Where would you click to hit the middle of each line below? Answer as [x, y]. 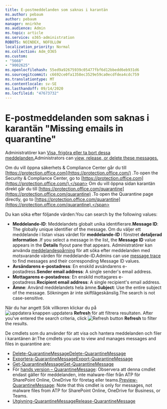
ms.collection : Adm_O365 [31, 51]
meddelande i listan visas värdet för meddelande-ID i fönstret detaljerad [87, 235]
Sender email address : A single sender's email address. [94, 272]
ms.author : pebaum [24, 14]
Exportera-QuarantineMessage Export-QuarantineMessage [73, 359]
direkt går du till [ [23, 189]
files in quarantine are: [28, 344]
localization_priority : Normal [38, 47]
